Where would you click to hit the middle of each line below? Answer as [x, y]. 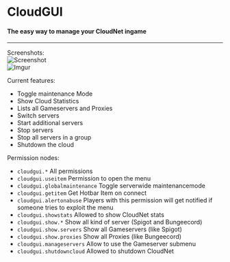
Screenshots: [26, 53]
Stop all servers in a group [54, 137]
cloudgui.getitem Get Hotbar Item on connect [82, 193]
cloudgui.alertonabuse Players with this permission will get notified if [115, 200]
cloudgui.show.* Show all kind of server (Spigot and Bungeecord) [110, 222]
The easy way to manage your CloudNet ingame [77, 31]
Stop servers [35, 130]
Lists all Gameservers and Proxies [65, 108]
